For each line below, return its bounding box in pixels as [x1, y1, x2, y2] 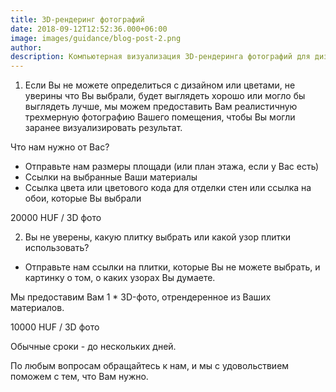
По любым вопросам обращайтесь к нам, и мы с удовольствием [10, 360, 290, 372]
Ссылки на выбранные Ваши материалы [24, 171, 198, 183]
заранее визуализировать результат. [24, 122, 183, 134]
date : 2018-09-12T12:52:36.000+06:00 [10, 24, 168, 34]
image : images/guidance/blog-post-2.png [10, 33, 182, 43]
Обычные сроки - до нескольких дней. [10, 341, 177, 353]
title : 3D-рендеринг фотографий [10, 14, 145, 25]
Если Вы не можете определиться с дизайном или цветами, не [24, 79, 296, 91]
